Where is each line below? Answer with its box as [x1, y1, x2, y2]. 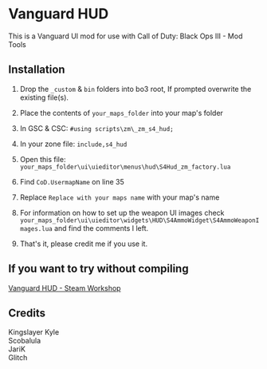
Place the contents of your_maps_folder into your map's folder [19, 108, 223, 117]
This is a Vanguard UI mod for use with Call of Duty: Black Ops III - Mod [8, 31, 243, 41]
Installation [8, 63, 65, 77]
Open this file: [19, 154, 66, 164]
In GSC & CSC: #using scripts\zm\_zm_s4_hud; [19, 123, 174, 133]
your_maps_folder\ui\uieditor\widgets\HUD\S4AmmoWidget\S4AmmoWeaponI [19, 216, 260, 224]
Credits [8, 306, 46, 319]
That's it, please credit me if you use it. [19, 239, 148, 248]
